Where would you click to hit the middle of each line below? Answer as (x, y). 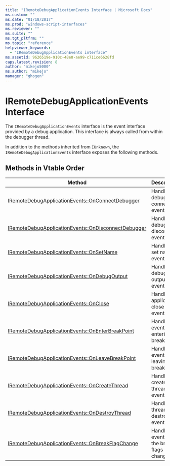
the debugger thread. (27, 137)
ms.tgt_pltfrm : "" (25, 39)
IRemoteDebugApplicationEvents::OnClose (59, 303)
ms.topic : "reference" (29, 43)
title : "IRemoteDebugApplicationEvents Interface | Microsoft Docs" (79, 10)
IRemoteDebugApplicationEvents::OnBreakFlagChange (73, 443)
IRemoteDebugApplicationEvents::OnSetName (63, 252)
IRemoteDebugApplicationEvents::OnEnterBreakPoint (71, 331)
